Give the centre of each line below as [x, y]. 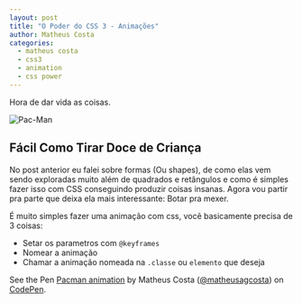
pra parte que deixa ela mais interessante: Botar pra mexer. [119, 198]
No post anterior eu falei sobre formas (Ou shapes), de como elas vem [140, 170]
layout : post [34, 18]
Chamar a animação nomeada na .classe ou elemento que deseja [144, 262]
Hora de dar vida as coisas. [60, 102]
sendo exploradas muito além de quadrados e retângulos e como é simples [149, 179]
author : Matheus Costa [52, 34]
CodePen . [28, 289]
